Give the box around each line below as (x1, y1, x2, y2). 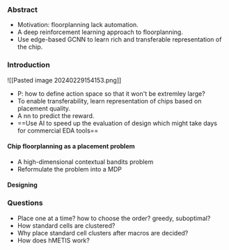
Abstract (7, 5, 38, 15)
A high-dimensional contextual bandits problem (17, 158, 154, 166)
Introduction (7, 60, 50, 70)
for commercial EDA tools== (17, 126, 99, 135)
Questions (7, 198, 43, 208)
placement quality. (17, 104, 71, 112)
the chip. (17, 43, 43, 51)
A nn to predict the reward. (17, 111, 95, 119)
